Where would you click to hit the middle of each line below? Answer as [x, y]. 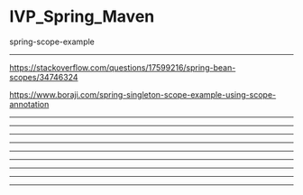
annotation [29, 104]
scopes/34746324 [44, 77]
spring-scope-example [52, 42]
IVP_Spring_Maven [82, 17]
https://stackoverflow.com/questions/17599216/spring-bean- [123, 67]
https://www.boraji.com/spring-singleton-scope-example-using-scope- [143, 94]
